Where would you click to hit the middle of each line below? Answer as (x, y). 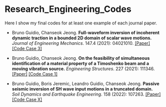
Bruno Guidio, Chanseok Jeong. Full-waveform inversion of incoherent (85, 32)
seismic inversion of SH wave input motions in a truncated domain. (82, 89)
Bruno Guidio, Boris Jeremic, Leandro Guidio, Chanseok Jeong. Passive (85, 84)
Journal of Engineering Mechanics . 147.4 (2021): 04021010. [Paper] (81, 43)
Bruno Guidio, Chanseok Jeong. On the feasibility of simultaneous (81, 58)
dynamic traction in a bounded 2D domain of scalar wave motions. (82, 38)
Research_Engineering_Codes (68, 9)
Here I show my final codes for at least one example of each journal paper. (81, 23)
